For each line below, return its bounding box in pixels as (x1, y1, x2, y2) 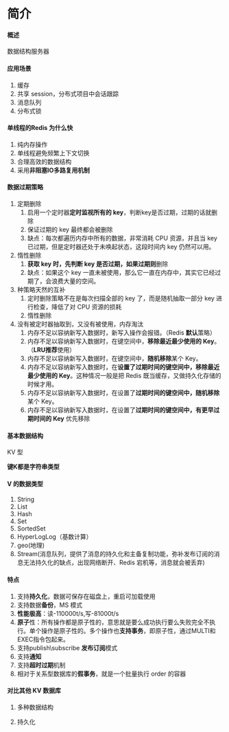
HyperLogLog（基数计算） (16, 533, 93, 541)
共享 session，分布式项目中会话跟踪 (16, 89, 119, 98)
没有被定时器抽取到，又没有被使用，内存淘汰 (16, 320, 144, 328)
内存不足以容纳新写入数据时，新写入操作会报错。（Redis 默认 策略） (27, 329, 216, 337)
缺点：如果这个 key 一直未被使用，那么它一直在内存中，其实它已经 (27, 269, 215, 276)
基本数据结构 (7, 431, 43, 440)
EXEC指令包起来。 (16, 635, 70, 643)
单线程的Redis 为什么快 (7, 124, 73, 132)
